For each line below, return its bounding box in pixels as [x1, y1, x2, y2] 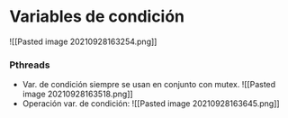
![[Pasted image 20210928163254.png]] [9, 36, 157, 47]
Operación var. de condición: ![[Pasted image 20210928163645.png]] [22, 98, 281, 109]
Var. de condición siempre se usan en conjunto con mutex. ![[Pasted [22, 79, 276, 90]
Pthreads [9, 59, 50, 71]
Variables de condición [9, 6, 185, 27]
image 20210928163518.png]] [22, 88, 133, 100]
